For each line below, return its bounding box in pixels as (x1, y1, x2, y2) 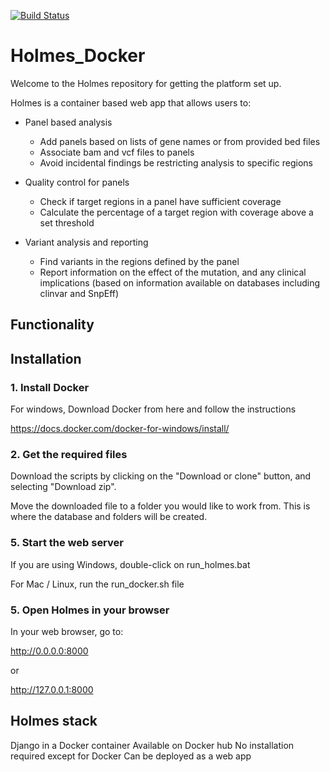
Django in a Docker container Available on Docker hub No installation (10, 739, 295, 751)
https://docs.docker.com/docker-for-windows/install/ (10, 423, 230, 435)
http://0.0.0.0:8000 (10, 645, 89, 657)
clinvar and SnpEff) (39, 287, 120, 299)
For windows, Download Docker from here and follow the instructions (10, 403, 297, 415)
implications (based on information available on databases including (39, 276, 321, 289)
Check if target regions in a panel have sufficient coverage (39, 195, 282, 207)
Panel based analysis (24, 116, 113, 128)
